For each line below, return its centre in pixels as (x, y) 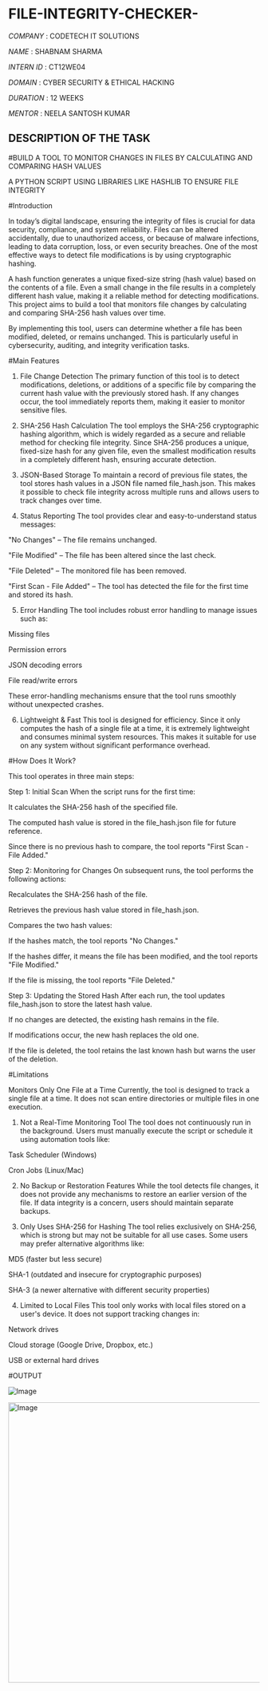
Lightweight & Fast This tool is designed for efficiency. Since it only (130, 720)
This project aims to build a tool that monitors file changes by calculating (128, 304)
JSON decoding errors (45, 665)
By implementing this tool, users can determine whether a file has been (125, 328)
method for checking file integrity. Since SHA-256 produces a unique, (134, 442)
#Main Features (34, 361)
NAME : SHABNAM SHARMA (55, 51)
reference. (25, 831)
